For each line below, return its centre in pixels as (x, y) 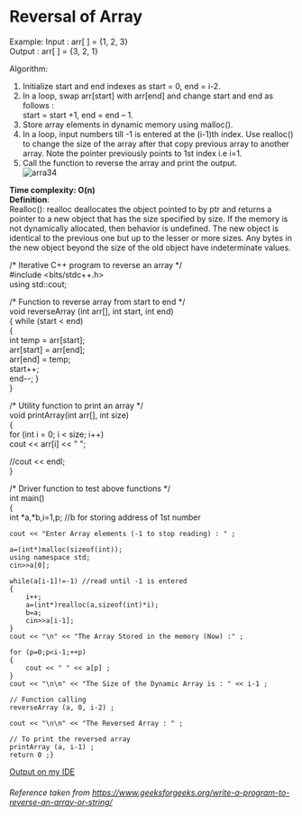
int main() (27, 497)
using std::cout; (38, 284)
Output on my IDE (42, 771)
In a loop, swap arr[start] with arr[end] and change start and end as (147, 96)
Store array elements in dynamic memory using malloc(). (128, 125)
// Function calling (48, 700)
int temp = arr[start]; (47, 339)
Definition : (29, 199)
